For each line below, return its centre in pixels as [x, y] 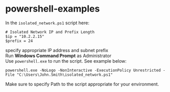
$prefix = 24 [19, 41]
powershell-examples [53, 9]
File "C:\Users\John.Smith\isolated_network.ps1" [59, 75]
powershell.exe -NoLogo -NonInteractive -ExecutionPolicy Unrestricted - [86, 70]
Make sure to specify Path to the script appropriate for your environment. [82, 84]
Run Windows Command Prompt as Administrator [58, 56]
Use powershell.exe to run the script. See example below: [66, 61]
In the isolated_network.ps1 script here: [47, 23]
